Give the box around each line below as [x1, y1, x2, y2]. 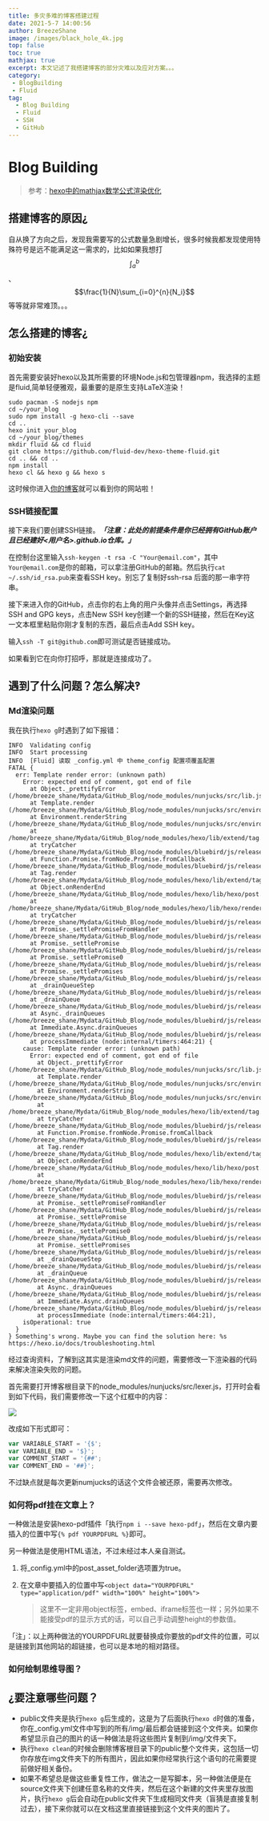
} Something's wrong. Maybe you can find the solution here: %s [8, 1332, 227, 1340]
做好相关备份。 [26, 1764, 77, 1774]
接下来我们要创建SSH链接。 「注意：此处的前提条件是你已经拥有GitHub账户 [8, 525, 257, 534]
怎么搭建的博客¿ [8, 326, 88, 340]
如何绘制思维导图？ [8, 1664, 82, 1675]
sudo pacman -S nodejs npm [8, 398, 98, 406]
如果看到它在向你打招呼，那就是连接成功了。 [8, 653, 156, 663]
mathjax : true [8, 57, 56, 65]
